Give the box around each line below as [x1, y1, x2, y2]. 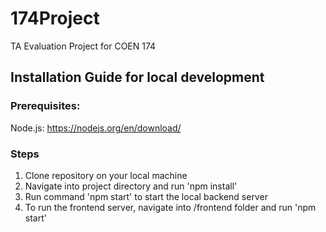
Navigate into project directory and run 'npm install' [24, 180, 238, 192]
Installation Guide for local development [10, 69, 265, 86]
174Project [10, 7, 100, 30]
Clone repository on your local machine [24, 169, 188, 181]
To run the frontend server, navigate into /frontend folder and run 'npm [24, 201, 317, 213]
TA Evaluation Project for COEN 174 [10, 40, 157, 52]
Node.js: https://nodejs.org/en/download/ [10, 122, 182, 134]
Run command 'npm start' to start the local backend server [24, 190, 268, 202]
